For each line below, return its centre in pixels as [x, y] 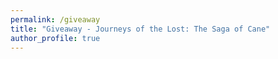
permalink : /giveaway [55, 19]
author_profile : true [55, 38]
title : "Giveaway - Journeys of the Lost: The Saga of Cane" [140, 29]
